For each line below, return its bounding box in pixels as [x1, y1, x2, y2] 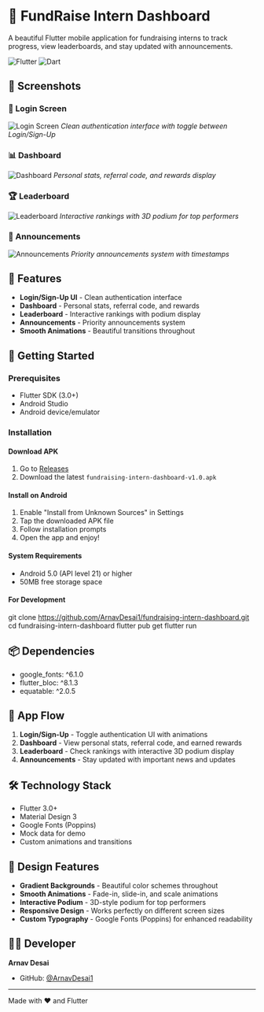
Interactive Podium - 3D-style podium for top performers [19, 898, 207, 906]
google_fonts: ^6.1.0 [19, 669, 84, 679]
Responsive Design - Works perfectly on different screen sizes [19, 906, 225, 915]
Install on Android [8, 490, 68, 499]
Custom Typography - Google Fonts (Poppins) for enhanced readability [19, 914, 253, 924]
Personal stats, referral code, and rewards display [53, 170, 216, 180]
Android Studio [19, 399, 68, 409]
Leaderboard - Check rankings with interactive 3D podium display [19, 747, 235, 756]
